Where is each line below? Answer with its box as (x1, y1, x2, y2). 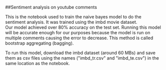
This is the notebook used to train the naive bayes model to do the (5, 14, 141, 19)
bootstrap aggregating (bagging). (5, 40, 74, 46)
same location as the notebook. (5, 61, 70, 66)
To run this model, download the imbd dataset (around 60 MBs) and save (5, 50, 156, 56)
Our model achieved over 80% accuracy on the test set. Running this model (5, 24, 161, 30)
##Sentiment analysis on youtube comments (5, 4, 97, 10)
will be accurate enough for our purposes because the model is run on (5, 30, 150, 35)
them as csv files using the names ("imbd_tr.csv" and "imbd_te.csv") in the (5, 55, 159, 61)
